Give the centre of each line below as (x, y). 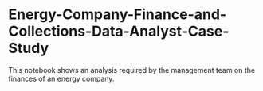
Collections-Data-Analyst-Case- (119, 31)
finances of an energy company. (61, 78)
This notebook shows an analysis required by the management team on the (132, 70)
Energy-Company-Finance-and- (118, 15)
